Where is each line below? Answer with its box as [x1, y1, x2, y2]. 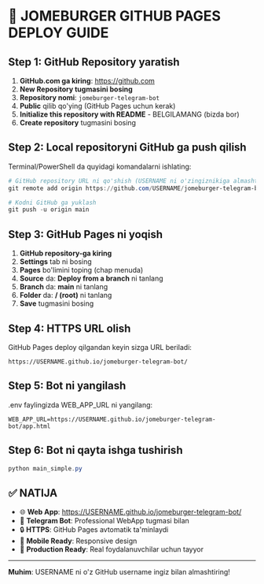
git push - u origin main [8, 206, 90, 214]
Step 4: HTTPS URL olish [8, 322, 131, 335]
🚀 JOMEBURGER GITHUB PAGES [8, 7, 222, 25]
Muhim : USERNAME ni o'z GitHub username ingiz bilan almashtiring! [8, 567, 230, 577]
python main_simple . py [8, 464, 82, 472]
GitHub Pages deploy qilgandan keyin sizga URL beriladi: [8, 342, 192, 352]
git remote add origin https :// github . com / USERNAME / [8, 184, 185, 192]
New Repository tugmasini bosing [19, 84, 134, 94]
